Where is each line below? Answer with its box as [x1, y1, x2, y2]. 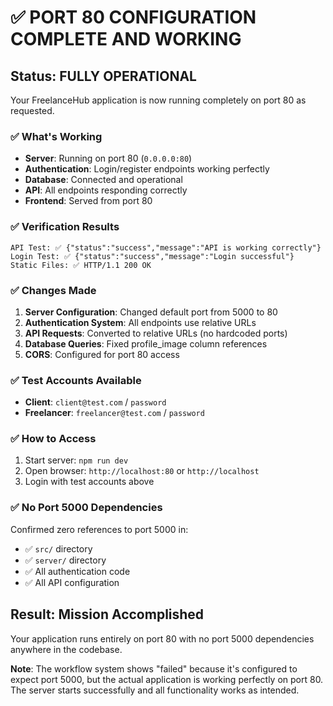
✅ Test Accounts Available [10, 373, 142, 387]
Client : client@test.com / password [24, 396, 167, 408]
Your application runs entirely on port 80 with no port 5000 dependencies [10, 632, 315, 645]
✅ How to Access [10, 432, 97, 446]
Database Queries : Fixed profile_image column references [24, 337, 268, 350]
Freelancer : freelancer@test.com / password [24, 407, 205, 419]
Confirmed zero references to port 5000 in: [10, 523, 189, 535]
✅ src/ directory [24, 542, 93, 555]
